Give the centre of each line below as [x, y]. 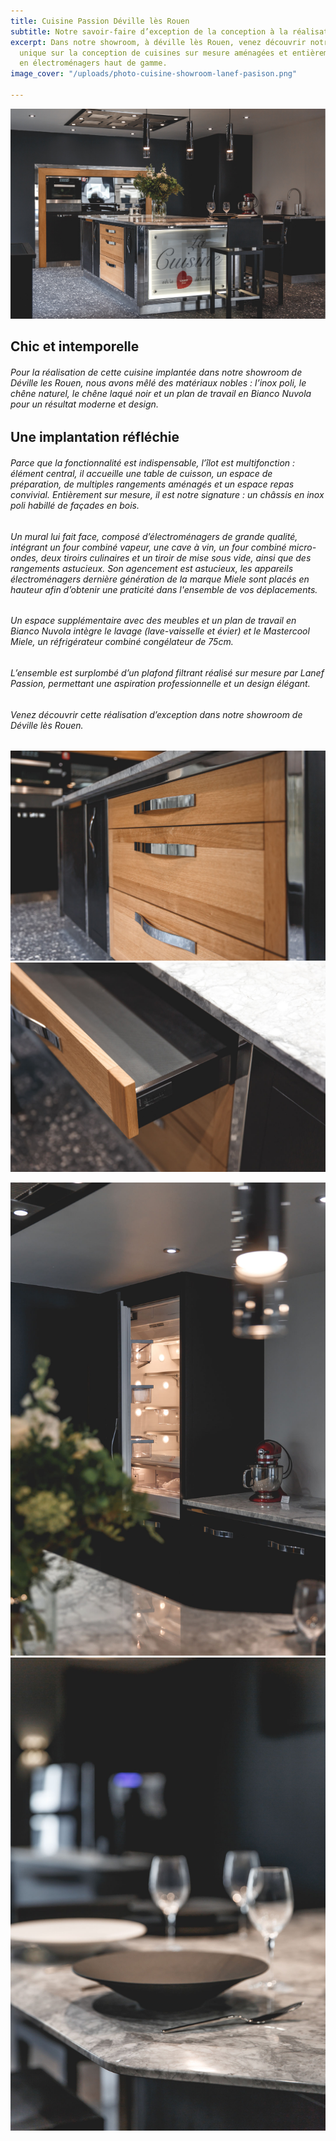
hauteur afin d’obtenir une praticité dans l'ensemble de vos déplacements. [164, 589]
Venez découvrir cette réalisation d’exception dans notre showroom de [156, 714]
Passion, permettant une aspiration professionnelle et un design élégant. [160, 683]
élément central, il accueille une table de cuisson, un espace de [141, 474]
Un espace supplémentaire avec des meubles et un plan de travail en [153, 621]
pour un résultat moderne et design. [84, 404]
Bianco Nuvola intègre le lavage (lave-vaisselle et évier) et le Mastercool [160, 631]
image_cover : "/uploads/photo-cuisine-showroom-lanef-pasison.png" [154, 74]
